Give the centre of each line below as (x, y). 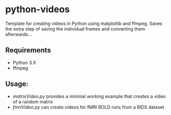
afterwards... (19, 34)
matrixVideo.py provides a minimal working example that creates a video (89, 96)
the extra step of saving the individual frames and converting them (75, 28)
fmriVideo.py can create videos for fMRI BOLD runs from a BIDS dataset (88, 107)
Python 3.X (25, 63)
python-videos (38, 9)
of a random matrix (33, 102)
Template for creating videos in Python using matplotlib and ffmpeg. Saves (84, 23)
